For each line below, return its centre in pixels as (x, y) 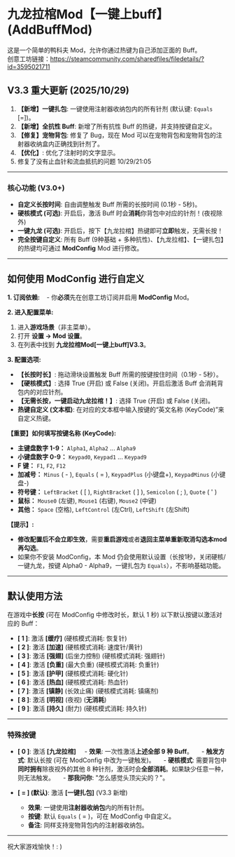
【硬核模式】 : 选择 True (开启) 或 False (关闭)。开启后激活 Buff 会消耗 (117, 383)
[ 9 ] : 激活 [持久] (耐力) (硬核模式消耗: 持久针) (82, 708)
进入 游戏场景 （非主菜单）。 (56, 327)
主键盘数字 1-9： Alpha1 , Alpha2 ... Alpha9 (77, 448)
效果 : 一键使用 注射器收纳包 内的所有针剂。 (88, 807)
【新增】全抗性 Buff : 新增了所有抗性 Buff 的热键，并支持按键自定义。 (116, 126)
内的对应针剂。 (45, 392)
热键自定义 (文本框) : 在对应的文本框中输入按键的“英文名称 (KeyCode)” (118, 409)
